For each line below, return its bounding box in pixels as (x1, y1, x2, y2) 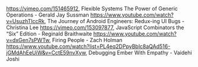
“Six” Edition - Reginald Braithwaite (6, 30, 92, 37)
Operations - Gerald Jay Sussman (6, 11, 89, 18)
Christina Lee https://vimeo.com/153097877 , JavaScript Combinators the (6, 24, 184, 31)
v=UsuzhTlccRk (6, 18, 45, 24)
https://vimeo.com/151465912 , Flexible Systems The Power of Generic (6, 5, 178, 12)
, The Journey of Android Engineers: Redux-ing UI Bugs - (44, 18, 185, 24)
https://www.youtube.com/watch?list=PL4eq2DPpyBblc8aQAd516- (6, 43, 171, 50)
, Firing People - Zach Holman (49, 37, 123, 43)
